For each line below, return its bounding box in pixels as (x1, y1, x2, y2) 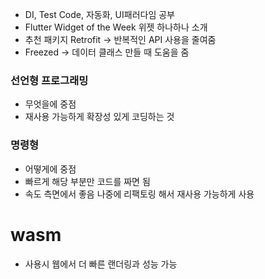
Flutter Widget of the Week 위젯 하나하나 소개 (24, 21, 208, 33)
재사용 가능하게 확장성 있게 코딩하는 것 (24, 111, 175, 123)
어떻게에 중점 (24, 163, 77, 175)
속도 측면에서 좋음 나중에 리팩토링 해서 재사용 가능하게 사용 (24, 188, 255, 200)
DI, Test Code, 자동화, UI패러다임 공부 (24, 9, 175, 20)
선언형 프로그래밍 (10, 73, 89, 87)
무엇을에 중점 (24, 98, 77, 110)
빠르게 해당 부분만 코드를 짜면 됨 (24, 175, 151, 187)
